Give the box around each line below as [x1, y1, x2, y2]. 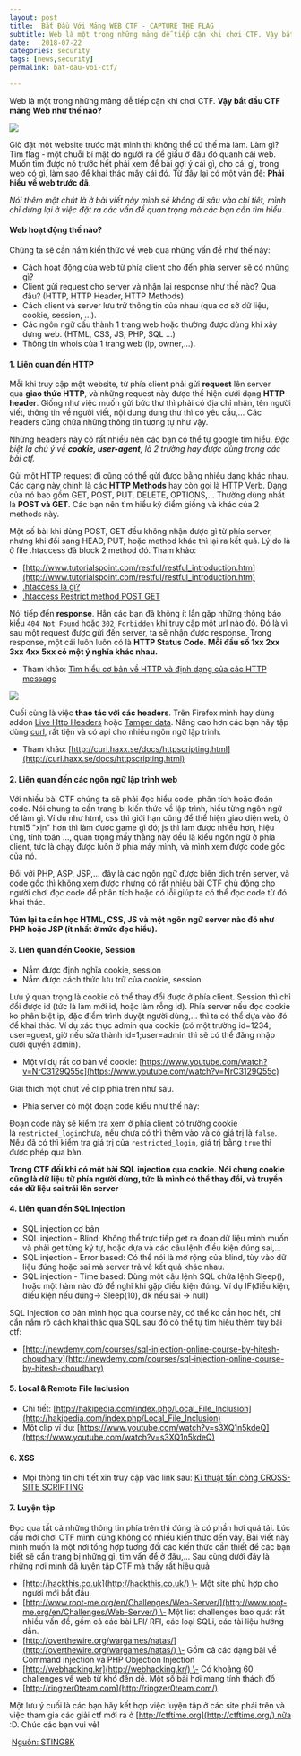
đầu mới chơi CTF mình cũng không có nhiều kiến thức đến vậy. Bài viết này [9, 1532, 289, 1543]
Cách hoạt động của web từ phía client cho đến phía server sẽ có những [21, 262, 289, 273]
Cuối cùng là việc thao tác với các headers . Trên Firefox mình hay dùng [9, 707, 275, 718]
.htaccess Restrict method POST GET [21, 591, 161, 601]
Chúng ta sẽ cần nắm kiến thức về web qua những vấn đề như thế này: [9, 245, 271, 255]
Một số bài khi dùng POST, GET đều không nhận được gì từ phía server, [9, 526, 273, 537]
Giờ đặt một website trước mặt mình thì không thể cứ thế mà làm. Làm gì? [9, 139, 279, 150]
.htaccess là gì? [21, 582, 81, 593]
